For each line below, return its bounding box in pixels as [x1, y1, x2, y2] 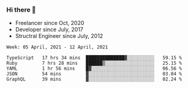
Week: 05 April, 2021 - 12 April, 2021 [6, 44, 108, 51]
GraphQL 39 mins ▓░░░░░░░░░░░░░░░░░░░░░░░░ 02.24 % [6, 76, 182, 82]
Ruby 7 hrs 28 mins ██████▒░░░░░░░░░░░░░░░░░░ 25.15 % [6, 61, 182, 67]
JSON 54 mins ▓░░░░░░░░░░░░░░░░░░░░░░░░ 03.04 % [6, 71, 182, 77]
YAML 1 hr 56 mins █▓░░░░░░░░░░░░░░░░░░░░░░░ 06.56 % [6, 65, 182, 72]
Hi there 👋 [6, 5, 37, 14]
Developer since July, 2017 [15, 26, 84, 33]
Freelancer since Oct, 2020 [15, 20, 85, 27]
